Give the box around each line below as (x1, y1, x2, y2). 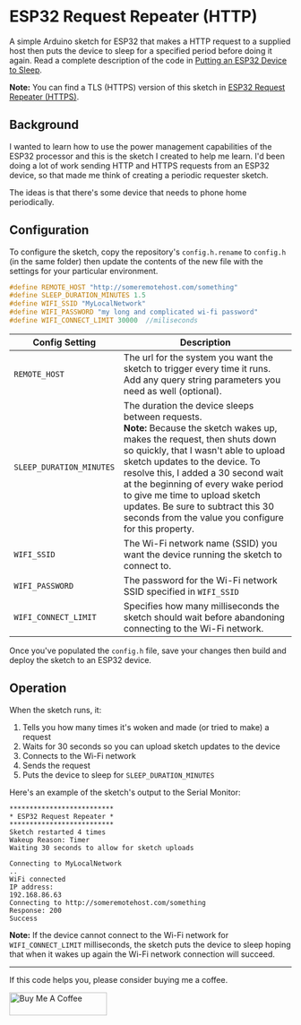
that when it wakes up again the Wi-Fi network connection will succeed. (9, 948, 276, 960)
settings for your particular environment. (9, 265, 159, 276)
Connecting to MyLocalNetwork (9, 858, 123, 868)
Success (9, 914, 39, 923)
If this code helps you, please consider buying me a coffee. (9, 974, 228, 985)
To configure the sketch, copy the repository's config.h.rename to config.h (9, 246, 287, 257)
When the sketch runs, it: (9, 704, 102, 715)
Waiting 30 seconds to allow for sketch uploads (9, 843, 194, 852)
